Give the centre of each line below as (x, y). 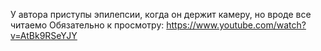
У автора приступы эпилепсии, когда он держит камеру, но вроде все (161, 14)
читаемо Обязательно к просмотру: (87, 25)
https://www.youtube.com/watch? (236, 25)
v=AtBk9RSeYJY (44, 35)
